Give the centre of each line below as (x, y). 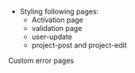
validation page (57, 28)
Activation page (57, 20)
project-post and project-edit (79, 45)
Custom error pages (41, 60)
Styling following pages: (59, 12)
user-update (52, 36)
